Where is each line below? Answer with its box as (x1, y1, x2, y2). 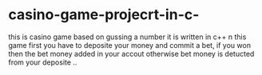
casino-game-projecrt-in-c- (8, 6, 200, 24)
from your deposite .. (8, 57, 77, 67)
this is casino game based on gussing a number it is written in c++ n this (8, 32, 247, 41)
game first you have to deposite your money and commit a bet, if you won (8, 40, 252, 49)
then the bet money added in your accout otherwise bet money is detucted (8, 49, 255, 58)
